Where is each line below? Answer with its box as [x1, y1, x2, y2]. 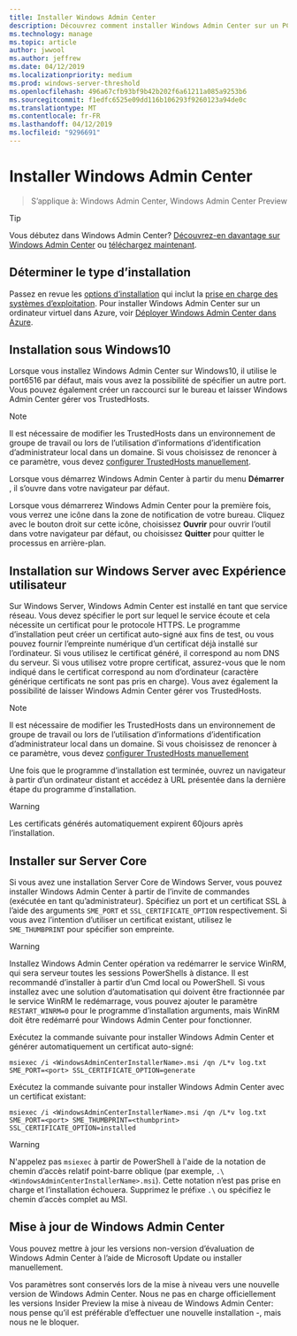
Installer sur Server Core [9, 853, 148, 869]
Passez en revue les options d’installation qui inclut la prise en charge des [9, 289, 278, 299]
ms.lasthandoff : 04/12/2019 [9, 120, 113, 129]
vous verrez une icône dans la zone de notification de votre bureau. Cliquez [9, 510, 286, 521]
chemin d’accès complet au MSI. [9, 1194, 128, 1205]
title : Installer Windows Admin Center [9, 12, 156, 22]
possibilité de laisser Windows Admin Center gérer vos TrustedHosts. [9, 685, 263, 696]
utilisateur [9, 577, 67, 592]
